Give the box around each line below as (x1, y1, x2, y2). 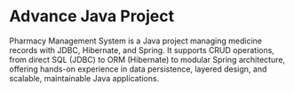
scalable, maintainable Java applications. (9, 73, 160, 83)
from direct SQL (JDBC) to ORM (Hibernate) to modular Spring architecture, (9, 54, 286, 65)
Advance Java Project (9, 6, 175, 27)
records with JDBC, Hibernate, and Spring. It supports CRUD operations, (9, 44, 275, 55)
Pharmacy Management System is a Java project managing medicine (9, 35, 262, 46)
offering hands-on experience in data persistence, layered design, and (9, 64, 267, 74)
